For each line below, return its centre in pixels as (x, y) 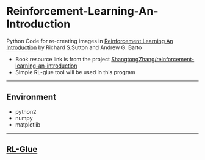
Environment (31, 97)
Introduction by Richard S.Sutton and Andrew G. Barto (74, 47)
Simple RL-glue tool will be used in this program (75, 72)
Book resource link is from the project (63, 59)
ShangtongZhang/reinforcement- (153, 59)
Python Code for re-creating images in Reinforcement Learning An (90, 41)
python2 (26, 111)
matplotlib (28, 124)
